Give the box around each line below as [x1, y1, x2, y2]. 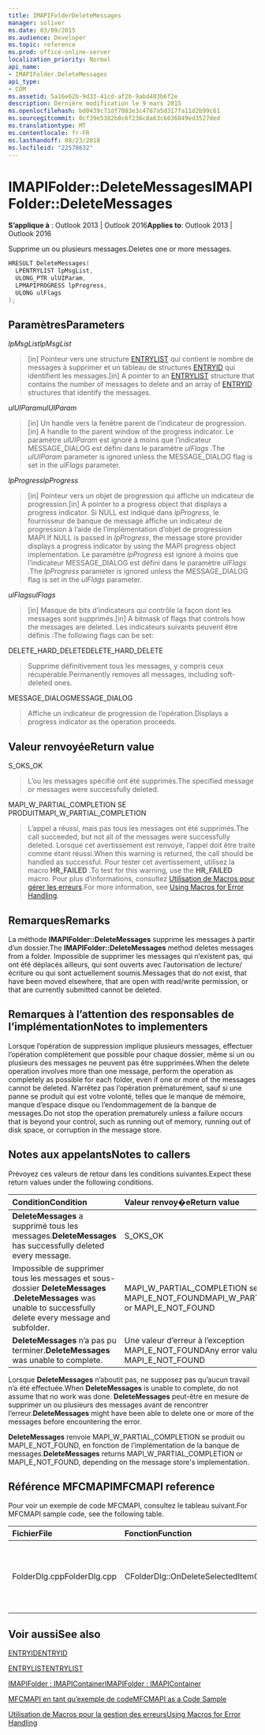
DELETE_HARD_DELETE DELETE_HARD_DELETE [8, 646, 163, 655]
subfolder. [12, 1322, 50, 1333]
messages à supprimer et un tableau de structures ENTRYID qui [27, 362, 235, 372]
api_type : [8, 77, 41, 85]
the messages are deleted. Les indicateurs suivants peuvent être [27, 622, 238, 632]
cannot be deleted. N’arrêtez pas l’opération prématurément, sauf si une [8, 1083, 242, 1092]
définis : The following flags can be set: [27, 631, 154, 640]
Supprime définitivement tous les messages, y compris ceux [27, 661, 225, 671]
